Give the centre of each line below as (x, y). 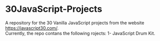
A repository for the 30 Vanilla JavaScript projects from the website (75, 23)
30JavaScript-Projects (54, 9)
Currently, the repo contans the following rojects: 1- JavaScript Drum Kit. (80, 33)
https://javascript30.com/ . (32, 28)
